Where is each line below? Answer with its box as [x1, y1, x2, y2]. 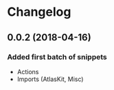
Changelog [7, 4, 71, 20]
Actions [16, 67, 39, 76]
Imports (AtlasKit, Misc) [16, 75, 84, 83]
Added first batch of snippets [7, 52, 108, 62]
